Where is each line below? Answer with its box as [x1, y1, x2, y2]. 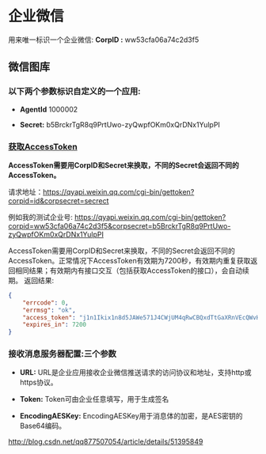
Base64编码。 [19, 421, 66, 431]
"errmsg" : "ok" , [22, 306, 77, 314]
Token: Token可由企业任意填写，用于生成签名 [19, 395, 169, 404]
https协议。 [19, 377, 58, 388]
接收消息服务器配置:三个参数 [8, 349, 117, 360]
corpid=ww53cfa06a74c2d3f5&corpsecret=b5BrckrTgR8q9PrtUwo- [8, 221, 231, 230]
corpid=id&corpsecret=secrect [8, 195, 109, 206]
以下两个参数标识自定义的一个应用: [8, 86, 141, 97]
